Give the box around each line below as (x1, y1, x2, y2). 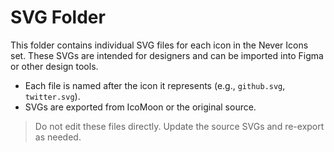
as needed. (34, 131, 82, 143)
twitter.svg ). (24, 90, 81, 102)
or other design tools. (10, 60, 99, 72)
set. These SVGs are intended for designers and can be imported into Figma (10, 49, 324, 61)
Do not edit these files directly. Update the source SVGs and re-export (34, 120, 325, 132)
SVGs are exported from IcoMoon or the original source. (24, 101, 257, 113)
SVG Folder (10, 6, 106, 29)
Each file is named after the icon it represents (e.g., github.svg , (24, 79, 286, 91)
